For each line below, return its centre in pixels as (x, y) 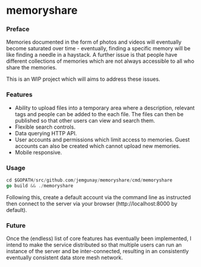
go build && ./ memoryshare (40, 186)
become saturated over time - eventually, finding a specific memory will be (98, 48)
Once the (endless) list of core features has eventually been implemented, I (99, 239)
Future (16, 225)
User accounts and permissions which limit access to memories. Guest (102, 139)
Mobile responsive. (38, 152)
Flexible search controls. (45, 127)
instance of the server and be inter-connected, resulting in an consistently (98, 251)
